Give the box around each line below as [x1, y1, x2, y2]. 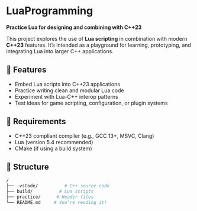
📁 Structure [6, 161, 49, 172]
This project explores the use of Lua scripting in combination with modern [6, 35, 188, 42]
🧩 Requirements [6, 116, 66, 126]
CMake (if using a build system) [14, 145, 93, 152]
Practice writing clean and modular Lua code [14, 87, 124, 94]
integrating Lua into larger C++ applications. [6, 47, 114, 54]
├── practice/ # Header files [6, 194, 94, 200]
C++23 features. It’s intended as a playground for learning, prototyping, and [6, 41, 191, 48]
